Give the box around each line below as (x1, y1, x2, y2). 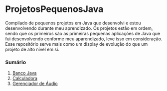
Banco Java (12, 70, 37, 76)
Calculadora (12, 76, 37, 82)
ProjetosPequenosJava (5, 3, 104, 15)
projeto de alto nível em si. (5, 46, 60, 52)
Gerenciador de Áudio (12, 81, 58, 87)
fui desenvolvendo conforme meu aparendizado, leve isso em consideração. (5, 36, 163, 42)
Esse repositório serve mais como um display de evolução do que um (5, 41, 148, 47)
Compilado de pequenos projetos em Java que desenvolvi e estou (5, 20, 141, 26)
